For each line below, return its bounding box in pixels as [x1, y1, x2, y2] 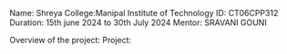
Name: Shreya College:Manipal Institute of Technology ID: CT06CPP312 [9, 8, 279, 18]
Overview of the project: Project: [9, 35, 132, 45]
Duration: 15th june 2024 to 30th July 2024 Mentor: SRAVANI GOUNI [9, 17, 267, 28]
